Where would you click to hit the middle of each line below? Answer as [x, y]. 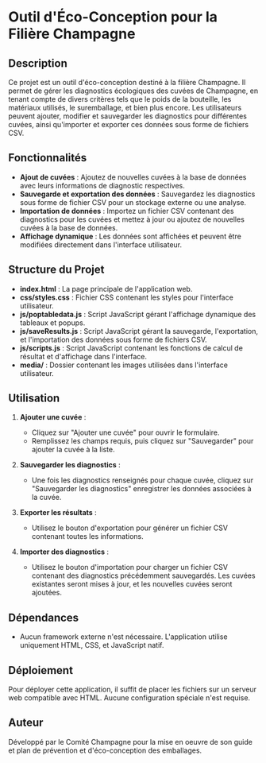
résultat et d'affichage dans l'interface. [83, 356]
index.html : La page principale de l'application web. [106, 289]
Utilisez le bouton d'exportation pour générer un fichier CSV [130, 528]
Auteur [26, 723]
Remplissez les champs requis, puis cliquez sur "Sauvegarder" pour [143, 441]
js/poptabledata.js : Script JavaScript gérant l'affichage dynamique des [138, 314]
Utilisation [34, 399]
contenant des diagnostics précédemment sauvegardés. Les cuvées [143, 575]
